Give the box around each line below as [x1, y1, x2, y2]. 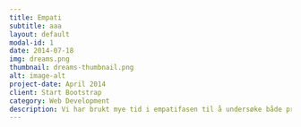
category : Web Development [9, 96, 110, 106]
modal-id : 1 [9, 38, 54, 47]
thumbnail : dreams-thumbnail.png [9, 63, 134, 72]
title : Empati [9, 13, 63, 22]
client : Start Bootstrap [9, 88, 102, 97]
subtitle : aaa [9, 21, 63, 30]
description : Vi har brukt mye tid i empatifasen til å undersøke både [9, 105, 282, 114]
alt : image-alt [9, 72, 66, 80]
